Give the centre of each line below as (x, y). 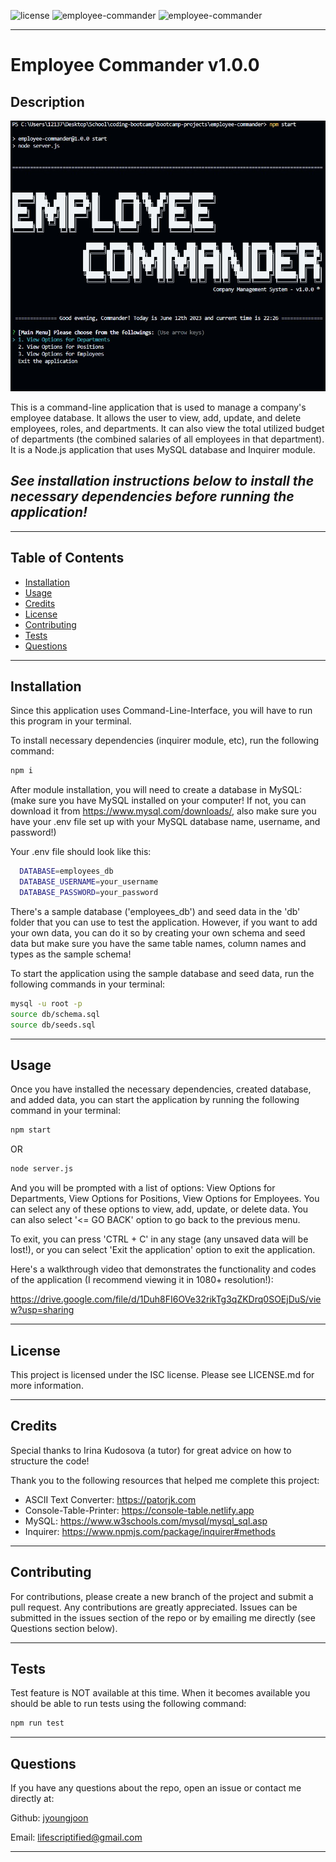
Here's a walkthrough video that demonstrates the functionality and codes (163, 1269)
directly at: (32, 1799)
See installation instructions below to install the (162, 481)
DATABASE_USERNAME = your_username (89, 882)
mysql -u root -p (46, 1003)
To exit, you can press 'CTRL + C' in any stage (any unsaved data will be (159, 1239)
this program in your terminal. (71, 721)
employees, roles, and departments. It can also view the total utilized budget (167, 429)
